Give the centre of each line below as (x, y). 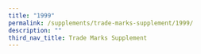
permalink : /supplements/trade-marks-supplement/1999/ (101, 23)
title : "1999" (32, 15)
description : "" (35, 30)
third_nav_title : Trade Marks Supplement (78, 38)
